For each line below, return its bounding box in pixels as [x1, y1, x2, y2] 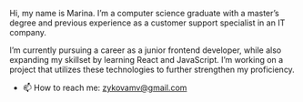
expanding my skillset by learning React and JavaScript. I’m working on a [9, 55, 284, 65]
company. [9, 27, 47, 37]
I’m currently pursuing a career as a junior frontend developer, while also [9, 45, 282, 56]
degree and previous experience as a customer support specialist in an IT [9, 17, 286, 28]
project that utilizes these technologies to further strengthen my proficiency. [9, 64, 296, 75]
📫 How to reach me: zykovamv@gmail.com [22, 82, 187, 93]
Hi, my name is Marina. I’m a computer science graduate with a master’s [9, 8, 279, 18]
